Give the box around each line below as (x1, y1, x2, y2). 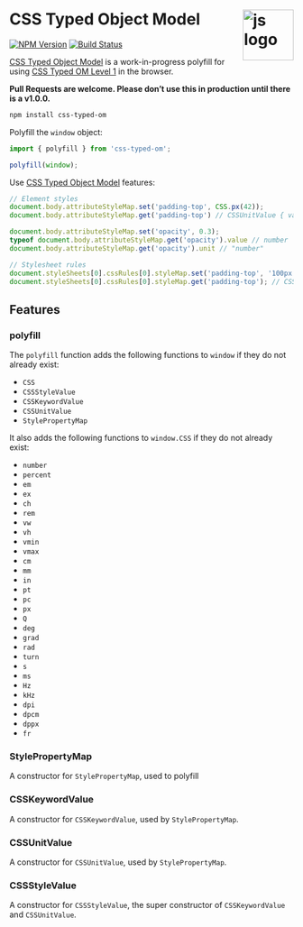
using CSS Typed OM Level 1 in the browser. (9, 66, 174, 77)
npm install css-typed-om (9, 110, 106, 119)
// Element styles (9, 194, 78, 203)
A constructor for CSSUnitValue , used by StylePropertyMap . (9, 857, 227, 867)
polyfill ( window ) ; (9, 161, 78, 170)
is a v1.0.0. (9, 93, 51, 104)
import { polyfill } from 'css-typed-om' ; (9, 144, 171, 153)
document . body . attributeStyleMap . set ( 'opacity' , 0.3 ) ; (9, 227, 220, 236)
